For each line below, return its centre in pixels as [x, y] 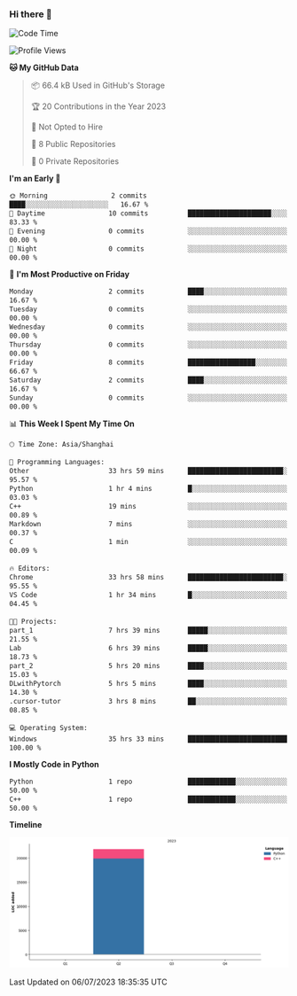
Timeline [26, 825]
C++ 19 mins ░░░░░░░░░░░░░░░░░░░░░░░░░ [148, 507]
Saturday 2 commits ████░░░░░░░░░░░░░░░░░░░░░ [148, 380]
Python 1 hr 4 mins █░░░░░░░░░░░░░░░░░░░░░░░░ [148, 489]
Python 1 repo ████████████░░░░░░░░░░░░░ [148, 782]
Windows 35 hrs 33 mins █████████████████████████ [148, 739]
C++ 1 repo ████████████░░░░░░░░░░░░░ [148, 800]
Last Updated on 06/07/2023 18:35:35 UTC [88, 982]
